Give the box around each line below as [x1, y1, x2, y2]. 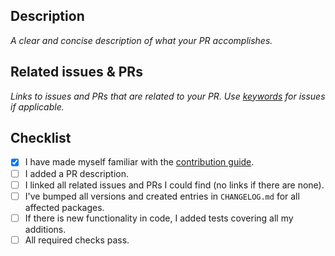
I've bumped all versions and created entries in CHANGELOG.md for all [24, 190, 300, 202]
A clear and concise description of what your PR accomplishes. [10, 34, 273, 46]
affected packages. [24, 201, 105, 213]
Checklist [10, 130, 72, 147]
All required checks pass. [24, 234, 130, 246]
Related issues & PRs [10, 64, 143, 81]
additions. [24, 223, 67, 235]
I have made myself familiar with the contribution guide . [24, 156, 255, 168]
